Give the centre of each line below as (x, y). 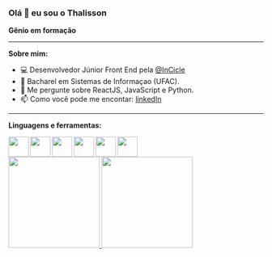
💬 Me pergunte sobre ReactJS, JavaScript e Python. (107, 90)
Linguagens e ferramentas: (55, 125)
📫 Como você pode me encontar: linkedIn (91, 99)
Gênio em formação (42, 31)
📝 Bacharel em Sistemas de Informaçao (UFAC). (100, 82)
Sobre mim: (28, 54)
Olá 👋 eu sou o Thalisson (57, 13)
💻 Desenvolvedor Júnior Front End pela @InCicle (102, 70)
